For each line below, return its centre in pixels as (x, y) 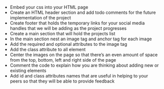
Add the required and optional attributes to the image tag (68, 44)
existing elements (28, 71)
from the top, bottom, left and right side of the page (63, 60)
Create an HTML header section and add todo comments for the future (83, 12)
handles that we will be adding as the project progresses (68, 28)
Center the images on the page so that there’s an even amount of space (84, 55)
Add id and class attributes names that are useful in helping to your (79, 76)
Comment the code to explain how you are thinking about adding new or (84, 65)
